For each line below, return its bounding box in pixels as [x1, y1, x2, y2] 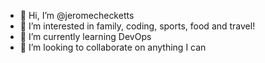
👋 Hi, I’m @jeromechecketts [19, 10, 135, 21]
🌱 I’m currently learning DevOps [19, 31, 152, 42]
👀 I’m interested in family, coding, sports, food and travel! [19, 20, 256, 32]
